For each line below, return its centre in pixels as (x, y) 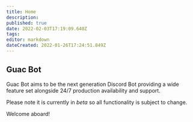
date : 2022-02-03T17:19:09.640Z (47, 29)
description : (23, 17)
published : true (26, 23)
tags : (13, 34)
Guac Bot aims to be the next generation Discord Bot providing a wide (93, 84)
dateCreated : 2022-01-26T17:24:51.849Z (56, 46)
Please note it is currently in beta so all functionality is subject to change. (97, 102)
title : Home (21, 12)
